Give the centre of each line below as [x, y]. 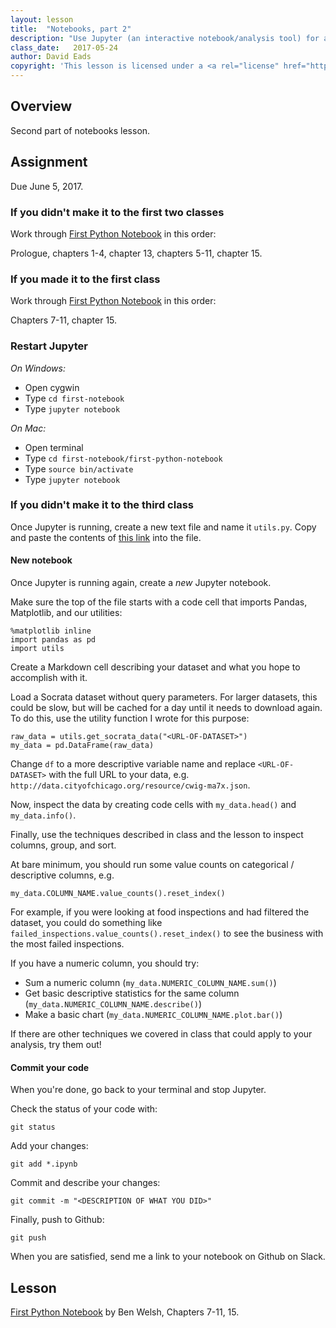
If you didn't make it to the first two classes [117, 212]
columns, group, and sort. [63, 845]
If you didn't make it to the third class [102, 505]
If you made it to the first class [85, 279]
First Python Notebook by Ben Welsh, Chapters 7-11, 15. [125, 1312]
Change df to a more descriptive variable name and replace [133, 764]
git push [28, 1238]
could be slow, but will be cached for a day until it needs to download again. [166, 708]
